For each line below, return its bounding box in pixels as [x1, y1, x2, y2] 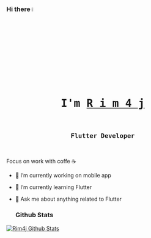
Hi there [6, 5, 31, 13]
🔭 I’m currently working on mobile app [15, 172, 111, 179]
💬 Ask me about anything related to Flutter [15, 195, 122, 203]
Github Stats [15, 210, 54, 219]
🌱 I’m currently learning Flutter [15, 184, 92, 191]
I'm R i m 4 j [61, 97, 145, 110]
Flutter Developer [70, 132, 135, 140]
